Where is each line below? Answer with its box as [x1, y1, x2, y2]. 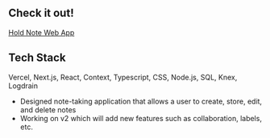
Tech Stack [8, 51, 66, 65]
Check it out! [8, 6, 74, 20]
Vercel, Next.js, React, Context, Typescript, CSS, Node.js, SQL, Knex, [8, 72, 238, 82]
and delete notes [19, 104, 77, 115]
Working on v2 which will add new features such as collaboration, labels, [19, 113, 262, 123]
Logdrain [8, 80, 39, 91]
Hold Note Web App [8, 27, 75, 37]
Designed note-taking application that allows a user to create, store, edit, [19, 96, 263, 106]
